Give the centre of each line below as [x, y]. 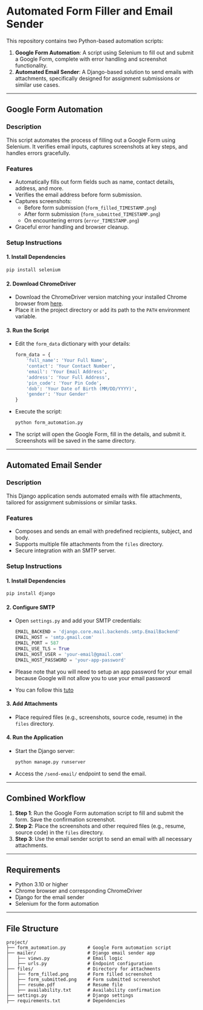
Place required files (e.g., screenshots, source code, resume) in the [99, 717]
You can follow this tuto [44, 690]
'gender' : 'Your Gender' [57, 394]
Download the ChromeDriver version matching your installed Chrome [101, 297]
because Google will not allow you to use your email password [93, 678]
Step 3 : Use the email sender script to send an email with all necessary [103, 838]
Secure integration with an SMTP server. [65, 550]
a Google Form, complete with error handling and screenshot [91, 59]
